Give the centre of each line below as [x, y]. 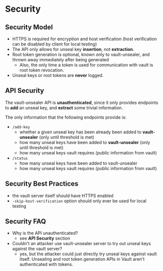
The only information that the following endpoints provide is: [66, 117]
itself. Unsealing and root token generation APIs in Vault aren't [82, 259]
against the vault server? [37, 249]
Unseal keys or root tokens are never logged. [58, 75]
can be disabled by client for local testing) [54, 44]
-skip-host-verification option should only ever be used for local [79, 201]
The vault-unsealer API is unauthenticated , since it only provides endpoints [81, 102]
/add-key [21, 127]
